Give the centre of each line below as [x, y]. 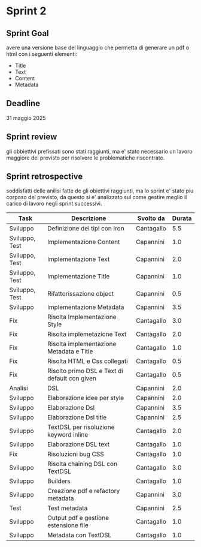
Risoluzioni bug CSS [76, 454]
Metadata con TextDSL [80, 535]
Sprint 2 [26, 11]
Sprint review [32, 137]
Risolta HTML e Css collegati [88, 361]
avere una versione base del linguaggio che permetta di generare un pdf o [98, 47]
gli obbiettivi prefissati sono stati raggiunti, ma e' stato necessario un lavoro [99, 151]
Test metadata [68, 508]
